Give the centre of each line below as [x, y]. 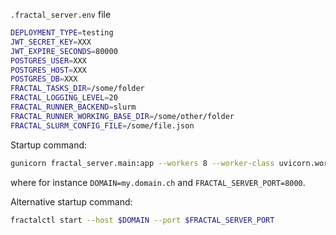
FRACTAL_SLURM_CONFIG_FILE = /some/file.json [102, 125]
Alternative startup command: [71, 201]
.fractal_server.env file [61, 14]
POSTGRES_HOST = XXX [48, 70]
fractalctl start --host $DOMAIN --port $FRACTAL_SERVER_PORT [142, 220]
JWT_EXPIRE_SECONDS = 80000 [64, 51]
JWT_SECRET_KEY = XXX [51, 42]
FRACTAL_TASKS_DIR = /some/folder [77, 89]
